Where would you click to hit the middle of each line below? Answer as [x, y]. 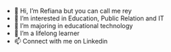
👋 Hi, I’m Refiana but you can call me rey [73, 11]
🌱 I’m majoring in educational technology [73, 26]
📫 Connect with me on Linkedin [61, 41]
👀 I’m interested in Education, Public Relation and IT [89, 18]
